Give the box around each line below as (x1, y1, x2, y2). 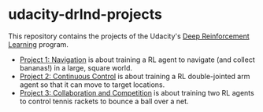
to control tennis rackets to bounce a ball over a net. (19, 96, 189, 106)
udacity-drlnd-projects (8, 5, 163, 23)
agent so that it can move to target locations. (19, 80, 165, 89)
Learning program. (8, 39, 69, 49)
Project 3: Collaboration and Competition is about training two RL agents (19, 88, 254, 97)
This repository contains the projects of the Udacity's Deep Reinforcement (8, 31, 250, 41)
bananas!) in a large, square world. (19, 63, 132, 72)
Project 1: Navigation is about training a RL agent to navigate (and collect (19, 55, 255, 64)
